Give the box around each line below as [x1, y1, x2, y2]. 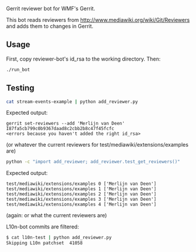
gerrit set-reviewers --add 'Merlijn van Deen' [6, 121, 125, 127]
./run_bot [6, 67, 31, 72]
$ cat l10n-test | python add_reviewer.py [6, 235, 112, 241]
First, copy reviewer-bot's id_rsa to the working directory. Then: [6, 55, 161, 62]
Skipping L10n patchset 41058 [6, 240, 83, 246]
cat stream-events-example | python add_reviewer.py [6, 98, 138, 105]
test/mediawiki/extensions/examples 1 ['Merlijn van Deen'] [6, 186, 157, 192]
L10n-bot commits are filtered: [6, 223, 79, 230]
